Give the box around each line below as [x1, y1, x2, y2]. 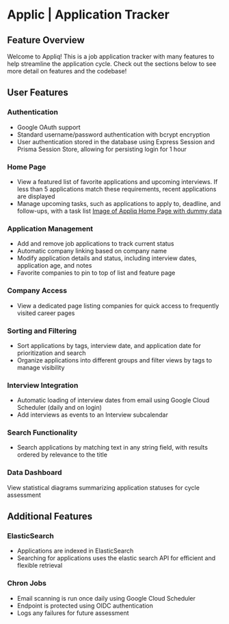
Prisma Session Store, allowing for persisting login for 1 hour [16, 145, 187, 153]
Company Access [7, 286, 67, 295]
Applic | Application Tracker [7, 7, 170, 23]
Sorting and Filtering [7, 326, 77, 336]
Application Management [7, 224, 94, 233]
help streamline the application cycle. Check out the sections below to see [7, 60, 217, 68]
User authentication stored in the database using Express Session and [16, 137, 215, 146]
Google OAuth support [16, 123, 81, 131]
